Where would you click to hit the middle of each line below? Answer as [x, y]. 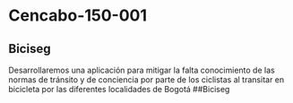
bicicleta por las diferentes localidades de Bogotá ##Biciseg [119, 89]
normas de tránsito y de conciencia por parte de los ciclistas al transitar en [146, 80]
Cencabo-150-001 [78, 16]
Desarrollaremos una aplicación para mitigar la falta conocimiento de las [142, 70]
